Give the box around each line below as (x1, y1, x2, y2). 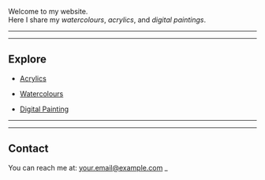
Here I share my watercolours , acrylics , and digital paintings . (8, 15, 207, 24)
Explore (8, 53, 47, 66)
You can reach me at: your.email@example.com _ (8, 163, 168, 172)
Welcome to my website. (8, 7, 88, 16)
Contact (8, 142, 49, 156)
